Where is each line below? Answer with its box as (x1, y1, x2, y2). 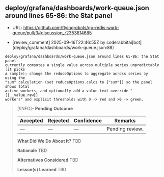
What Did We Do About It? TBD (17, 138, 82, 144)
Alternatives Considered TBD (17, 157, 79, 163)
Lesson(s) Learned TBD (17, 166, 67, 172)
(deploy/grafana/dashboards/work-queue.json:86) (12, 44, 114, 51)
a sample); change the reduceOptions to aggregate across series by (5, 71, 148, 76)
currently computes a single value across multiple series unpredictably (5, 62, 160, 68)
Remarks (114, 117, 136, 124)
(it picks (5, 67, 26, 72)
